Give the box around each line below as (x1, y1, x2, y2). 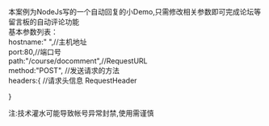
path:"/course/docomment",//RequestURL (8, 56, 148, 66)
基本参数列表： (8, 27, 58, 36)
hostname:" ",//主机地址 (8, 37, 87, 47)
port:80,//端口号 (8, 47, 62, 56)
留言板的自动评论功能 (8, 17, 79, 26)
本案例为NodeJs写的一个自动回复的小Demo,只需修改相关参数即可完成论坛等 (8, 7, 262, 16)
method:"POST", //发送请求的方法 (8, 66, 120, 75)
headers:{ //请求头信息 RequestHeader (8, 75, 137, 85)
